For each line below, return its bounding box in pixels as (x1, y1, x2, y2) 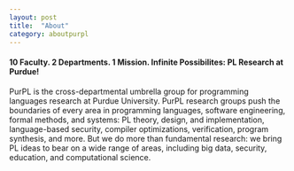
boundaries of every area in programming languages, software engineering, (9, 105, 286, 115)
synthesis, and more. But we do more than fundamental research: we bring (9, 133, 282, 144)
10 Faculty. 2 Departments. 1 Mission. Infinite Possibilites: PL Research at (9, 57, 283, 67)
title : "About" (9, 21, 69, 30)
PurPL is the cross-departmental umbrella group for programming (9, 86, 250, 97)
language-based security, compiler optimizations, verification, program (9, 123, 269, 134)
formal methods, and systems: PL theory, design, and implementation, (9, 114, 265, 125)
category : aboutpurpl (9, 29, 89, 38)
